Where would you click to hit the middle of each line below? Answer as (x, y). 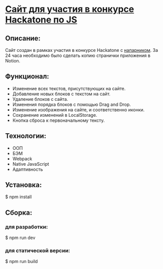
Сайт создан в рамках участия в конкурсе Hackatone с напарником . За (82, 50)
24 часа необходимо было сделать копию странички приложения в (78, 55)
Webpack (22, 159)
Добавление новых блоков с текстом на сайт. (61, 94)
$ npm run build (21, 262)
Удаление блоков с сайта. (40, 99)
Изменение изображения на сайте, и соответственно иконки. (78, 110)
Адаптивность (28, 169)
